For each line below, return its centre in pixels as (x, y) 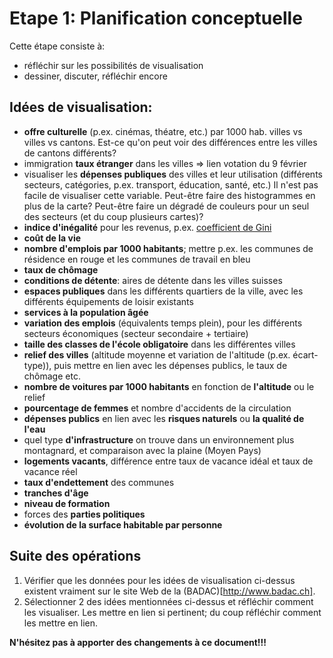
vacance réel (50, 471)
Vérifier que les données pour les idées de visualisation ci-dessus (159, 580)
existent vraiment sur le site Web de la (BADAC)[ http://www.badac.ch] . (169, 591)
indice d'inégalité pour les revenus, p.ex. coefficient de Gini (147, 227)
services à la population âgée (86, 312)
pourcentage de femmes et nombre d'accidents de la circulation (157, 408)
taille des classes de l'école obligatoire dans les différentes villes (159, 344)
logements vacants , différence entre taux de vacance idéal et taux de (168, 461)
